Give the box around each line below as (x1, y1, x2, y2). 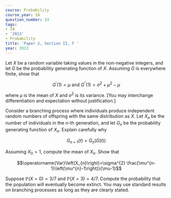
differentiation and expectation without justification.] (5, 97, 116, 104)
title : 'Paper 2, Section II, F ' (5, 41, 80, 46)
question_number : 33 (5, 17, 50, 22)
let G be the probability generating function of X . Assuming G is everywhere (5, 65, 166, 71)
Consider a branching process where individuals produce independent (5, 107, 155, 113)
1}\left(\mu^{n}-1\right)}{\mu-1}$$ (50, 165, 122, 171)
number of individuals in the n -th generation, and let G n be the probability (5, 120, 161, 127)
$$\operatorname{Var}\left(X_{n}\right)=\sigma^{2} (17, 160, 126, 166)
